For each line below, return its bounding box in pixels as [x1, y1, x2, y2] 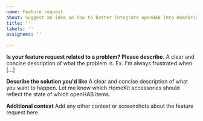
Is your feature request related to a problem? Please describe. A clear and [6, 53, 195, 60]
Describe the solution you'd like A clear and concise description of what [6, 78, 188, 85]
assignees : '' [6, 31, 42, 38]
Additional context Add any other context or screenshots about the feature [6, 102, 194, 110]
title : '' [6, 20, 31, 26]
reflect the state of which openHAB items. [6, 91, 111, 98]
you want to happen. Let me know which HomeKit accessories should [6, 84, 180, 91]
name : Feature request [6, 8, 63, 15]
